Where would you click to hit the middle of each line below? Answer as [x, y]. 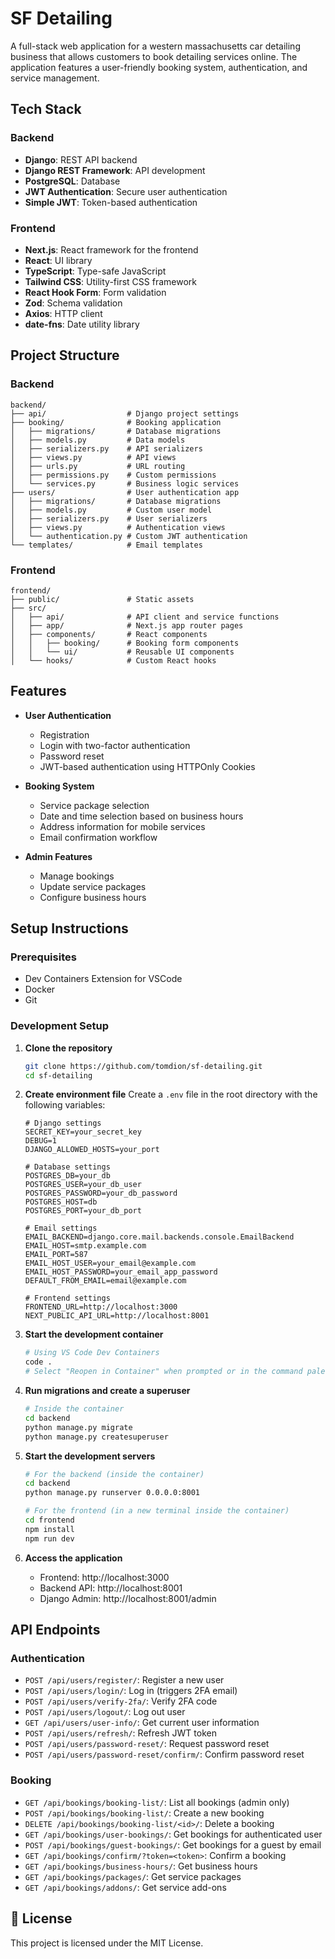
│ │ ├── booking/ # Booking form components [125, 643]
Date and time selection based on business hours [141, 816]
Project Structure [65, 355]
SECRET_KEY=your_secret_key [83, 1132]
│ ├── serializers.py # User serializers [109, 518]
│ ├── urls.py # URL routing [98, 466]
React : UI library [58, 260]
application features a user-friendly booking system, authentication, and [159, 67]
